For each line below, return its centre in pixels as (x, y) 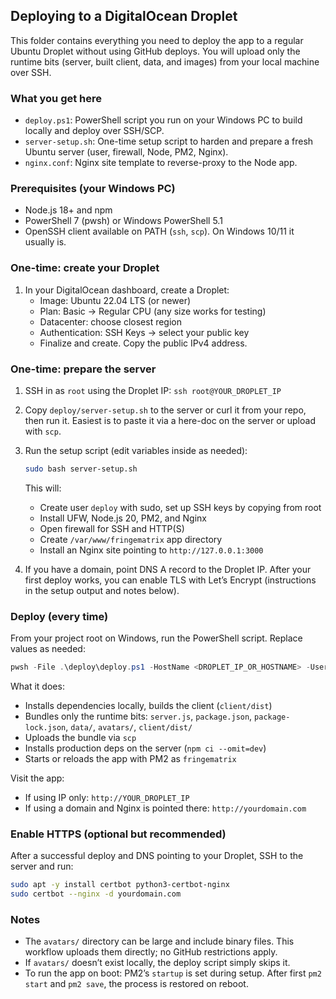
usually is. (45, 242)
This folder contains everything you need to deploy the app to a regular (157, 40)
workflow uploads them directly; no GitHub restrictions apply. (151, 952)
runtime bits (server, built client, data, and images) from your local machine (165, 61)
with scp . (43, 431)
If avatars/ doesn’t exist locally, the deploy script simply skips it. (157, 963)
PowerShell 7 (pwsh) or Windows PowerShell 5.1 (123, 221)
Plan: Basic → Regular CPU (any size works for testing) (153, 311)
